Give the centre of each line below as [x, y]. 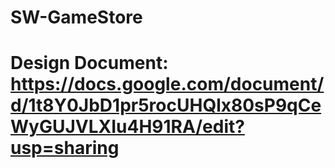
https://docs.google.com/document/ [167, 84]
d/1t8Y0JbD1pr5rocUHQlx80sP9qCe [166, 105]
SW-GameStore [76, 17]
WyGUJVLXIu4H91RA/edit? [127, 127]
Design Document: [89, 63]
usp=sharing [65, 148]
